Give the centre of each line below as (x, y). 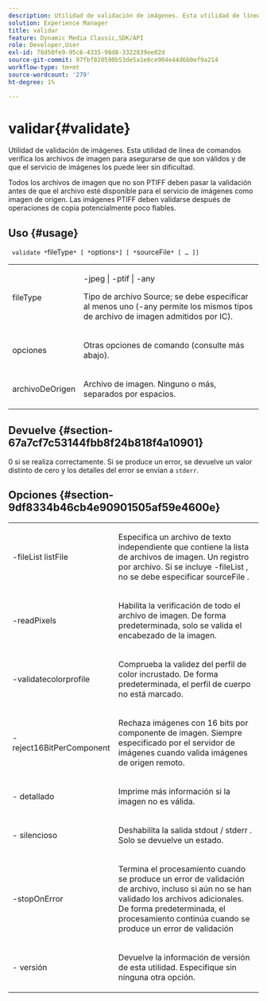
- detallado (33, 796)
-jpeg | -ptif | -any (119, 279)
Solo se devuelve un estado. (171, 840)
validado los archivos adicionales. (181, 898)
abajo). (96, 355)
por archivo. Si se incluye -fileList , (183, 567)
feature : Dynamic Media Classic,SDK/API (76, 38)
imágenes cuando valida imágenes (183, 752)
